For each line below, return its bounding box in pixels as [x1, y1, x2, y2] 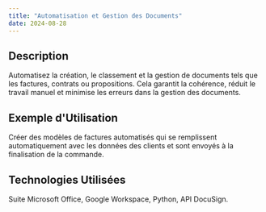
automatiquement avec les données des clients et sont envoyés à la [8, 141, 234, 151]
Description [8, 49, 69, 63]
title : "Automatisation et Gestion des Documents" [8, 11, 183, 20]
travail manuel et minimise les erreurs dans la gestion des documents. [8, 88, 241, 98]
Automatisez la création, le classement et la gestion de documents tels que [8, 70, 259, 81]
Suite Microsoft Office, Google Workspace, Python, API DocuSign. [8, 194, 229, 204]
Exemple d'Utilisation [8, 110, 119, 125]
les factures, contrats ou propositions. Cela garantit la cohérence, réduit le [8, 79, 256, 89]
